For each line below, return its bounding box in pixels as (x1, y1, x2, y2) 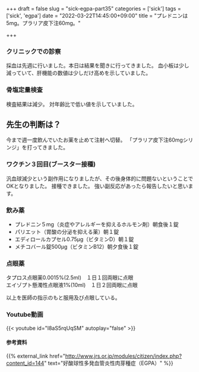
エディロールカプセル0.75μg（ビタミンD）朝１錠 (14, 236, 134, 243)
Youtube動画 (6, 311, 43, 319)
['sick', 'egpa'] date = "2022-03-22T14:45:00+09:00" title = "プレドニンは (6, 12, 188, 19)
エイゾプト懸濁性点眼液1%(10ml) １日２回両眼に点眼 (6, 282, 138, 289)
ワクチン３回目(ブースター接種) (6, 160, 96, 168)
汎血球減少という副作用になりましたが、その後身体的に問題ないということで (6, 175, 194, 182)
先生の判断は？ (6, 119, 61, 130)
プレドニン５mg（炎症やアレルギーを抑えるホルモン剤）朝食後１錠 (14, 221, 179, 228)
